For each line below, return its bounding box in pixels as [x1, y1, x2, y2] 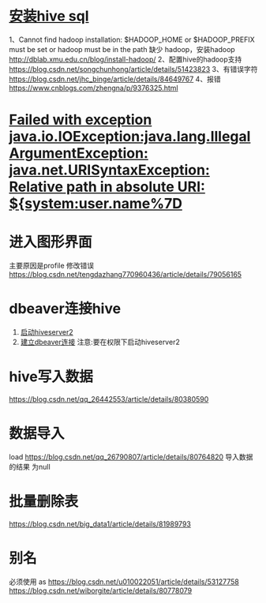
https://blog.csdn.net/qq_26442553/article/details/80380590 [9, 394, 209, 403]
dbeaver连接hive [9, 300, 122, 318]
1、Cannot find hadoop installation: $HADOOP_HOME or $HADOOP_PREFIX [9, 35, 255, 44]
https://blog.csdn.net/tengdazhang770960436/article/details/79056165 [9, 270, 242, 279]
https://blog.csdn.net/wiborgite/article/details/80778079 [9, 586, 193, 595]
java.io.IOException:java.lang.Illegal [9, 128, 251, 146]
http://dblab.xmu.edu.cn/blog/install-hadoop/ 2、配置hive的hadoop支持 [9, 54, 242, 64]
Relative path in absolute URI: [9, 178, 206, 196]
